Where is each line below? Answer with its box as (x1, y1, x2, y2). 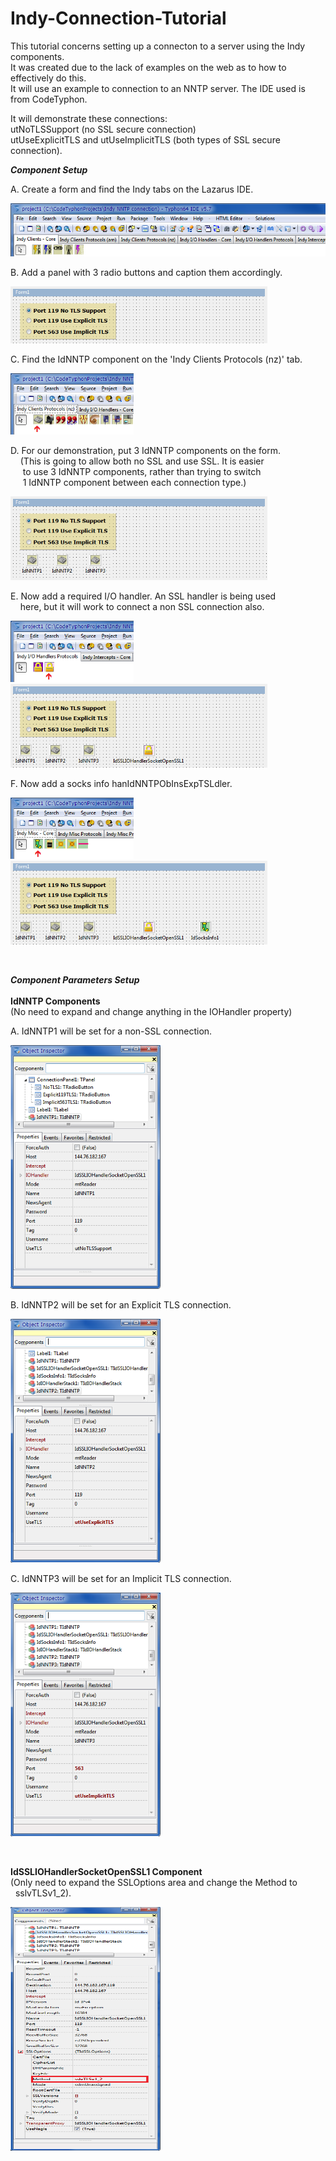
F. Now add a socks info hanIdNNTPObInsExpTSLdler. (10, 777, 233, 789)
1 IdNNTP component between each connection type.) (22, 476, 247, 488)
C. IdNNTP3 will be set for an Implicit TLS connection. (10, 1572, 232, 1584)
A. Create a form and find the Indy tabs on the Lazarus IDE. (10, 183, 254, 195)
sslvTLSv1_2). (14, 1887, 72, 1899)
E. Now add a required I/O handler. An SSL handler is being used (10, 590, 277, 602)
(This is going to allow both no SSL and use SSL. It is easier (19, 455, 265, 467)
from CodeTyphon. (10, 93, 88, 105)
